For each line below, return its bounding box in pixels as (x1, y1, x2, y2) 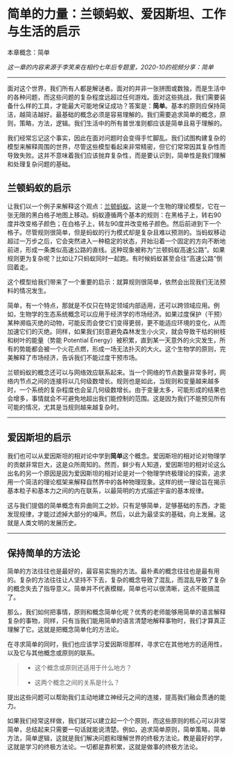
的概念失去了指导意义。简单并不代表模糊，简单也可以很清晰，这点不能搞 (7, 584, 214, 593)
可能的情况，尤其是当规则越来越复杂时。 (7, 403, 123, 411)
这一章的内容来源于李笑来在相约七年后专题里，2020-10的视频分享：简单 (7, 63, 214, 71)
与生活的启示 (7, 24, 81, 40)
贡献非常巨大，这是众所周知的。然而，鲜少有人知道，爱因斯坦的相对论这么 (12, 460, 226, 468)
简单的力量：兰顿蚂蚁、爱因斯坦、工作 (7, 6, 227, 22)
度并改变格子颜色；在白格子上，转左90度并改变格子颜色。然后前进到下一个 (7, 219, 222, 228)
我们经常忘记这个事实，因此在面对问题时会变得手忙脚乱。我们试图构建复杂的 (7, 134, 226, 142)
